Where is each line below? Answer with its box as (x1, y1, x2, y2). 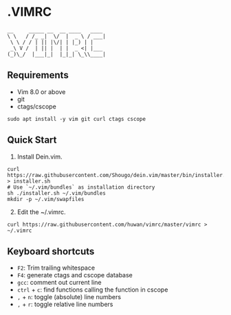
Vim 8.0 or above (16, 87, 66, 96)
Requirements (7, 69, 69, 81)
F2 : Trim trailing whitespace (16, 264, 95, 272)
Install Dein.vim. (16, 152, 63, 161)
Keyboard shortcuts (7, 245, 95, 257)
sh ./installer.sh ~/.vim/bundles (7, 189, 107, 196)
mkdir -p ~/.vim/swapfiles (7, 196, 85, 202)
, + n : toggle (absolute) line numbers (16, 293, 122, 301)
